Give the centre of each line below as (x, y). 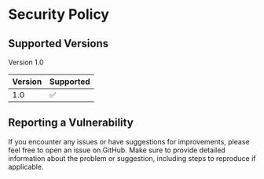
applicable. (26, 166)
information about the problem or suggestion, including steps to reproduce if (132, 158)
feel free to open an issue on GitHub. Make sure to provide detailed (117, 150)
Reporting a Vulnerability (71, 123)
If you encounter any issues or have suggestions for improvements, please (129, 141)
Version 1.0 (26, 62)
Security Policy (59, 15)
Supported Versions (58, 44)
